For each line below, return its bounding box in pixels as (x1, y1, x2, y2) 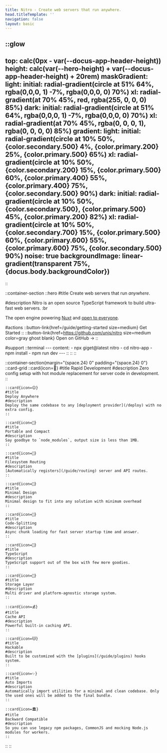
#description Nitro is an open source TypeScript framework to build (5, 300, 144, 306)
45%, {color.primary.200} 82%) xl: (5, 213, 117, 221)
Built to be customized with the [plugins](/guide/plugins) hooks (5, 654, 146, 659)
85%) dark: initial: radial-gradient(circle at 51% (5, 103, 155, 112)
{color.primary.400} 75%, (5, 182, 88, 190)
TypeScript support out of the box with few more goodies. (5, 560, 131, 565)
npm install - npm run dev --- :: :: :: (5, 350, 77, 356)
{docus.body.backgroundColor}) (5, 268, 110, 276)
